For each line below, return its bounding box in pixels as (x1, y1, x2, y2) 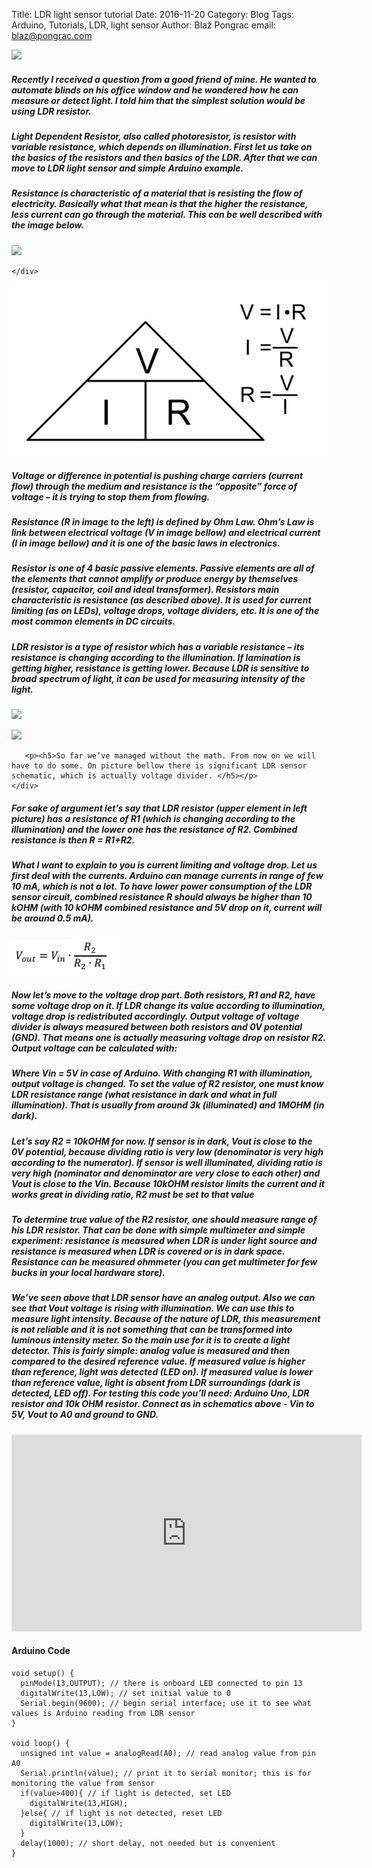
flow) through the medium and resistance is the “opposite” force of (11, 480, 298, 492)
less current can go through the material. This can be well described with (11, 209, 323, 221)
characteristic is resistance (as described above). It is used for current (11, 594, 312, 606)
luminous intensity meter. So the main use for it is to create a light (11, 1334, 291, 1346)
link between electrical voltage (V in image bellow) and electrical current (11, 526, 321, 538)
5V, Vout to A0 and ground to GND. (11, 1409, 159, 1421)
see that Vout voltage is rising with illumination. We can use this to (11, 1302, 295, 1314)
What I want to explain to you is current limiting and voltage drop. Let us (11, 859, 318, 871)
